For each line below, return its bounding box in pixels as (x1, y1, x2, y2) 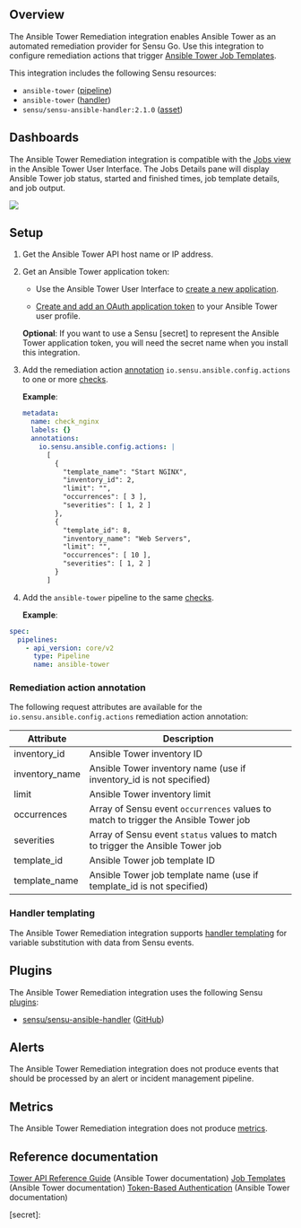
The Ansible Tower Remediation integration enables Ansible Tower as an (9, 31, 276, 41)
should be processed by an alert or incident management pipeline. (9, 1073, 254, 1084)
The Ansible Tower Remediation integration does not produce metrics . (9, 1123, 269, 1134)
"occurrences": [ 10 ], (62, 551, 151, 560)
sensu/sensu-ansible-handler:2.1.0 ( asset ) (21, 103, 184, 115)
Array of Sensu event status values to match (89, 829, 278, 841)
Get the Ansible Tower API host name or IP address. (21, 249, 213, 259)
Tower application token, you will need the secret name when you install (21, 338, 288, 348)
